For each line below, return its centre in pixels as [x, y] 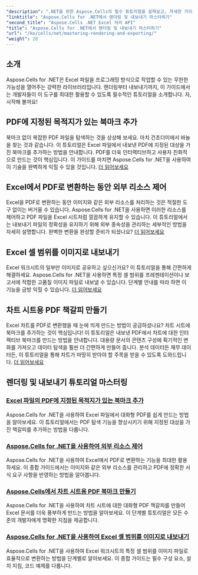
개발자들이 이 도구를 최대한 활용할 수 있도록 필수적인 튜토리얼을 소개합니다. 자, [102, 94]
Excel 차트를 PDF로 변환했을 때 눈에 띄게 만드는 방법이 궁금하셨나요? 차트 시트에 [98, 325]
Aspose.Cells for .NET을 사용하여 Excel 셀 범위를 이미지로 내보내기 [98, 537]
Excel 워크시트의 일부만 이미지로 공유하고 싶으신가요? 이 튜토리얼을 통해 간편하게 [99, 267]
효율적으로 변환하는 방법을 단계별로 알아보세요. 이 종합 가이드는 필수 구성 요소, [96, 558]
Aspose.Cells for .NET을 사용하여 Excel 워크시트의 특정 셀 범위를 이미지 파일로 [97, 551]
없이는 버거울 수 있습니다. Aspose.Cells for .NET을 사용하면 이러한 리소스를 [99, 210]
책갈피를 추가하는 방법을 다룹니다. [51, 429]
